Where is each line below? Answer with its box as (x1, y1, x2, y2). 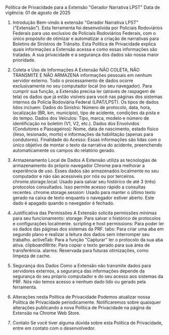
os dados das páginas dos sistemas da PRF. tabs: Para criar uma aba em (12, 226, 164, 232)
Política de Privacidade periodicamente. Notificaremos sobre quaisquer (12, 299, 161, 305)
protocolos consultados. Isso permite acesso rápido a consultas (12, 184, 146, 190)
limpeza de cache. (12, 253, 51, 259)
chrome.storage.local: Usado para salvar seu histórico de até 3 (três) (12, 179, 156, 184)
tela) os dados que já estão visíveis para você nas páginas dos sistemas (12, 93, 162, 100)
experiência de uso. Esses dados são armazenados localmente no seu (12, 168, 159, 174)
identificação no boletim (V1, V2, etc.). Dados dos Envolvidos (12, 121, 140, 126)
